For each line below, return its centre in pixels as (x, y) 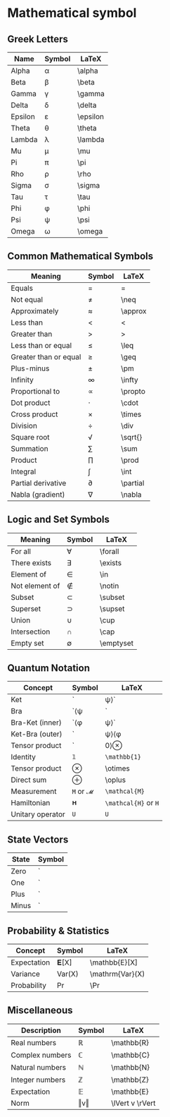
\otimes (117, 768)
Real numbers (34, 1042)
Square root (31, 437)
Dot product (31, 402)
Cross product (34, 414)
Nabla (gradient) (38, 494)
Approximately (35, 310)
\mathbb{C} (130, 1055)
